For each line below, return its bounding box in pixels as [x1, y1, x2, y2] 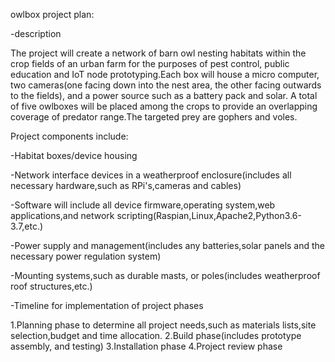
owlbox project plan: [10, 9, 95, 20]
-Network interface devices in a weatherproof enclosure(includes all [10, 169, 292, 181]
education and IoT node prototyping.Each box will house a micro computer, [10, 69, 320, 80]
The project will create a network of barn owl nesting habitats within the [10, 47, 307, 59]
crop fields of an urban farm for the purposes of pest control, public [10, 58, 290, 69]
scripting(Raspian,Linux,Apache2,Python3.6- [116, 210, 302, 221]
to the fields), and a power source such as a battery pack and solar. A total [10, 90, 318, 101]
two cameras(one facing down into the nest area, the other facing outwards [10, 79, 322, 91]
